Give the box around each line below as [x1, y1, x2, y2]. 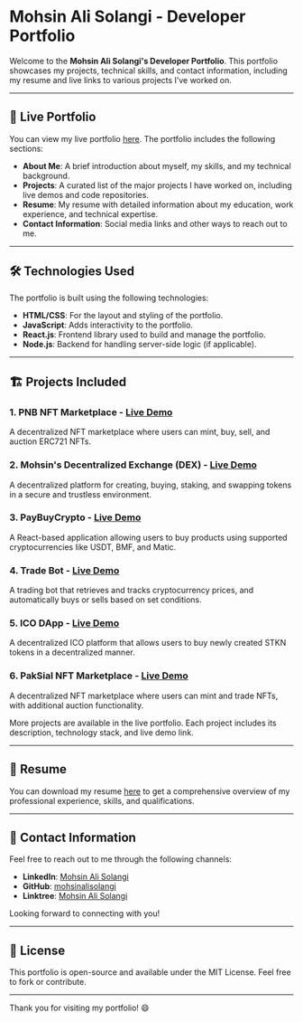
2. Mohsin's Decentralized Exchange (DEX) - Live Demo [9, 459, 257, 471]
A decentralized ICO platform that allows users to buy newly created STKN [9, 638, 287, 648]
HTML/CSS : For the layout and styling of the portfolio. [22, 309, 224, 320]
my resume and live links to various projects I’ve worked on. [9, 74, 232, 85]
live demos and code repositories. [22, 189, 149, 200]
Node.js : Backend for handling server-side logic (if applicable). [22, 338, 257, 349]
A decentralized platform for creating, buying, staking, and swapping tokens [9, 479, 292, 490]
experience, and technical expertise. [22, 208, 159, 219]
